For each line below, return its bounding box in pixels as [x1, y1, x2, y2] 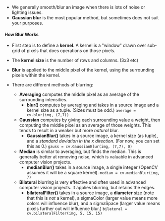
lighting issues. [11, 9, 43, 15]
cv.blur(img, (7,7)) [26, 113, 69, 118]
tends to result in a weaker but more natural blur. [19, 128, 119, 134]
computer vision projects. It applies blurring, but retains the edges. [19, 185, 156, 191]
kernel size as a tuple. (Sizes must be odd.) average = [26, 107, 136, 113]
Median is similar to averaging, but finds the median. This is [19, 148, 142, 154]
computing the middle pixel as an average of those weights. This [19, 122, 152, 128]
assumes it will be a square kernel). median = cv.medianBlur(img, [26, 170, 160, 176]
